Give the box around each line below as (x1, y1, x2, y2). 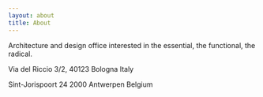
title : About (8, 19, 51, 27)
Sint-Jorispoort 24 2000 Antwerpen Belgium (8, 80, 153, 89)
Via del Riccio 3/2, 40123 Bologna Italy (8, 64, 134, 73)
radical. (8, 49, 33, 58)
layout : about (8, 11, 55, 20)
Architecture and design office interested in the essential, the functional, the (8, 40, 256, 50)
